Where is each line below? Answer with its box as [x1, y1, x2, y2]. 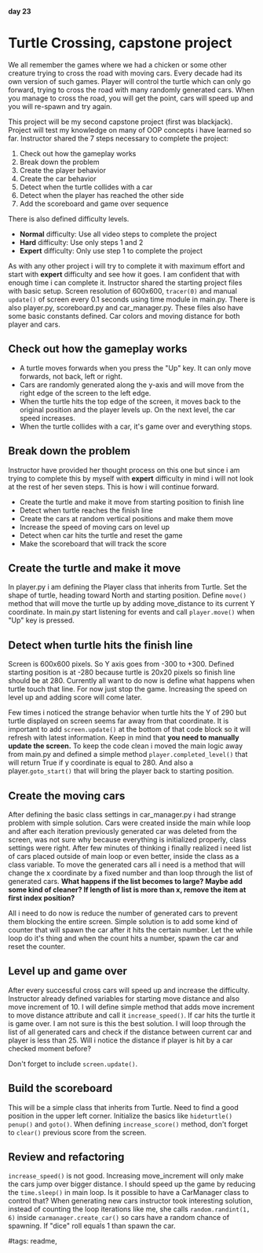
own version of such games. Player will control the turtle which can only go [8, 76, 251, 86]
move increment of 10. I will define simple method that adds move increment [8, 1002, 255, 1011]
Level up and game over [8, 965, 128, 978]
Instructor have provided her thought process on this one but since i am [8, 465, 240, 474]
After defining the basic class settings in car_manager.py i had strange [8, 810, 236, 819]
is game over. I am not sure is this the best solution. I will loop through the [8, 1018, 246, 1028]
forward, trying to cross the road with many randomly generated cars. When [8, 85, 255, 94]
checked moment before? [8, 1043, 92, 1053]
